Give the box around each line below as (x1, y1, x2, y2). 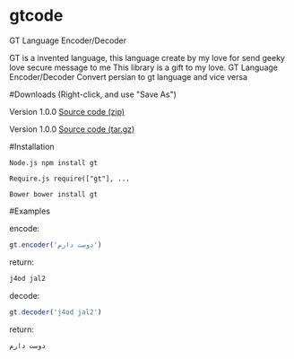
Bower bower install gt (9, 189, 99, 198)
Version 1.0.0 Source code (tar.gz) (9, 123, 135, 135)
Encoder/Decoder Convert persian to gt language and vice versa (9, 71, 248, 82)
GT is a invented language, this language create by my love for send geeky (9, 52, 285, 63)
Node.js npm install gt (9, 158, 99, 167)
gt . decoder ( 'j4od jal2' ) (9, 307, 102, 317)
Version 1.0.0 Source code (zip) (9, 106, 125, 117)
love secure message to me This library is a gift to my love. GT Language (9, 62, 278, 73)
